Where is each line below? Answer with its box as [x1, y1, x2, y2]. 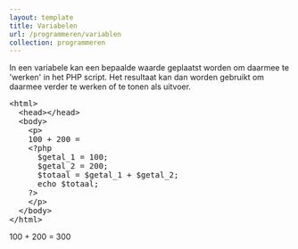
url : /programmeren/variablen [9, 29, 122, 38]
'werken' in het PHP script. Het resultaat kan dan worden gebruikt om [9, 72, 265, 83]
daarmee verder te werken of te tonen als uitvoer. [9, 81, 192, 92]
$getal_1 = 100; [37, 153, 109, 162]
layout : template [9, 12, 74, 22]
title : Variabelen [9, 21, 78, 30]
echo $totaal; [37, 179, 100, 189]
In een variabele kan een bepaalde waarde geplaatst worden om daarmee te [9, 62, 290, 73]
